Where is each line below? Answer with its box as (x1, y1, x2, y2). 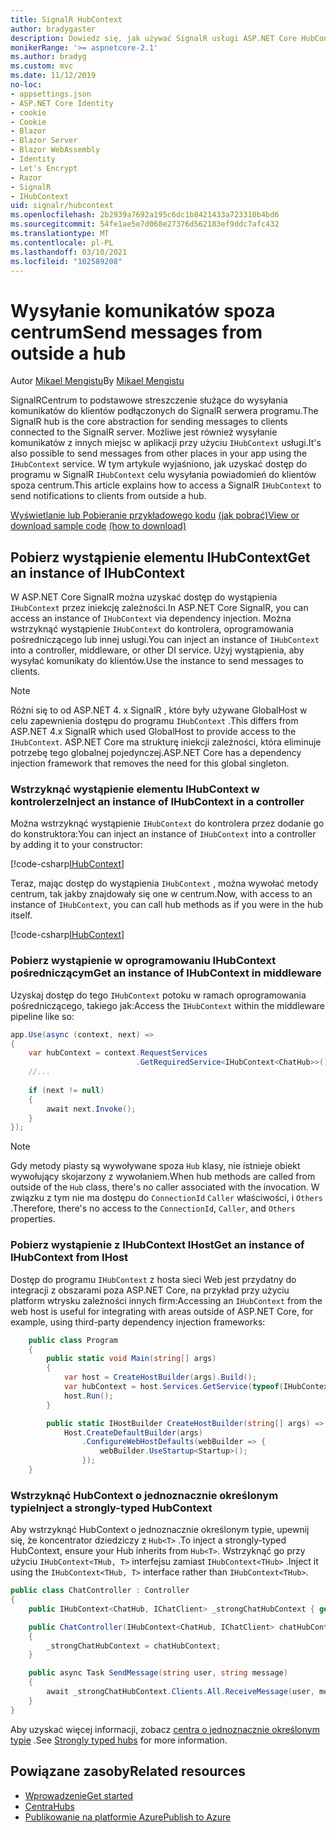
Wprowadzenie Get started (24, 1789, 133, 1801)
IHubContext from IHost (10, 1251, 129, 1265)
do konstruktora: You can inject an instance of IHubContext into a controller (10, 828, 317, 840)
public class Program (28, 1335, 118, 1345)
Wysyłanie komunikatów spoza (10, 299, 276, 322)
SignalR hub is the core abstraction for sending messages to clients (10, 416, 288, 428)
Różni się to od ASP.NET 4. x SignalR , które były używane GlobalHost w (10, 704, 308, 716)
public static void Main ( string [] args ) (46, 1354, 217, 1364)
